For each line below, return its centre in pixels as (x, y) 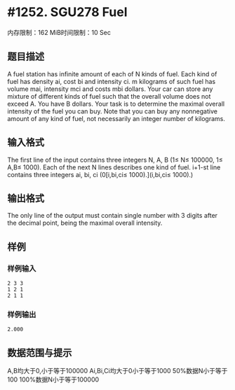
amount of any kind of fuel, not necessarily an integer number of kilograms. (116, 118)
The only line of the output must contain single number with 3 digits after (113, 216)
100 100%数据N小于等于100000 (53, 379)
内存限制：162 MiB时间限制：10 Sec (59, 32)
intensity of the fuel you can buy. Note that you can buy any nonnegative (112, 111)
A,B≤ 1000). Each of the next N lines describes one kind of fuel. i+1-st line (114, 167)
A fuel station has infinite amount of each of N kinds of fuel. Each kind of (112, 74)
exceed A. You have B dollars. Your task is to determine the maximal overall (116, 104)
